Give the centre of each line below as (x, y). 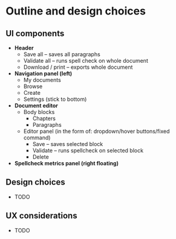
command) (37, 138)
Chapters (44, 118)
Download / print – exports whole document (78, 67)
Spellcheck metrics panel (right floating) (67, 163)
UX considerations (41, 216)
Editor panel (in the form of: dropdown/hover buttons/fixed (96, 131)
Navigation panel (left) (43, 73)
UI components (35, 33)
